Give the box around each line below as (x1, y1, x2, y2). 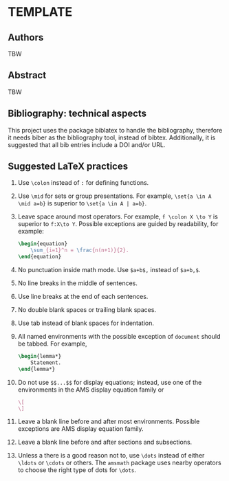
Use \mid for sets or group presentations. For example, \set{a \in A (17, 192, 212, 200)
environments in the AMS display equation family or (17, 385, 164, 394)
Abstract (8, 69, 47, 81)
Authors (8, 32, 44, 43)
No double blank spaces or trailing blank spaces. (17, 306, 157, 314)
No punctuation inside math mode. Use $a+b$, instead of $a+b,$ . (17, 266, 201, 274)
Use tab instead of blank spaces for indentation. (17, 319, 154, 327)
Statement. (30, 359, 62, 366)
